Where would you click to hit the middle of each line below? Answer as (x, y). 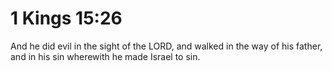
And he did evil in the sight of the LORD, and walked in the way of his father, (166, 46)
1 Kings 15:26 (66, 18)
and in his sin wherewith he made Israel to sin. (105, 56)
